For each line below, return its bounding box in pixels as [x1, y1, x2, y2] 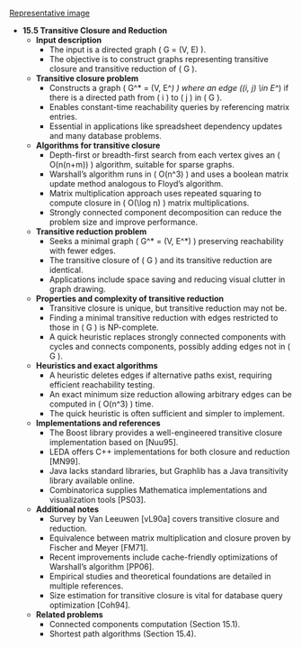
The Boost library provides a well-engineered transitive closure [49, 427, 283, 438]
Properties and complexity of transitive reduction [35, 293, 225, 304]
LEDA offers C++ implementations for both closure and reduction [49, 446, 290, 457]
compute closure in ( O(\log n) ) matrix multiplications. [49, 197, 250, 208]
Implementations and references [35, 418, 161, 428]
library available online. [49, 475, 136, 486]
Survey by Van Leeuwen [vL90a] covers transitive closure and [49, 514, 280, 524]
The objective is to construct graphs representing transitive [49, 54, 270, 64]
